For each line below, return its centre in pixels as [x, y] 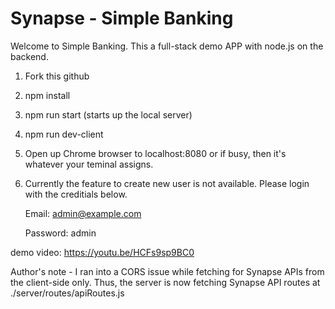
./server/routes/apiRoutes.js [67, 293]
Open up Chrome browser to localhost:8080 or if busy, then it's [155, 153]
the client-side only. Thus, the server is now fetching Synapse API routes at [165, 282]
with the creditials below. [76, 194]
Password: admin [60, 233]
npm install [47, 95]
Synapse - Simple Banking [122, 18]
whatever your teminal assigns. [89, 164]
